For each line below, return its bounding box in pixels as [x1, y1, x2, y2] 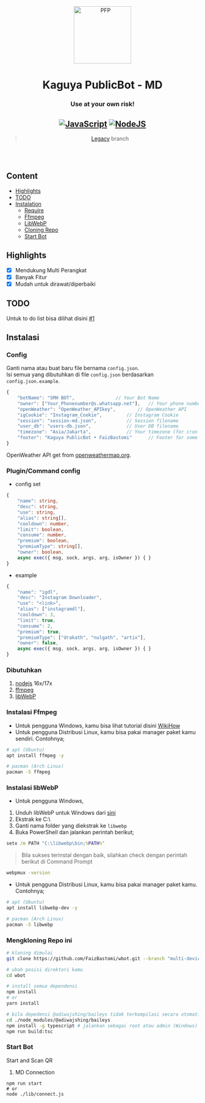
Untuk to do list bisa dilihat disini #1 [6, 315, 95, 322]
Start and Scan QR [6, 1057, 53, 1064]
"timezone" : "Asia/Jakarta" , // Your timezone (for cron [17, 429, 198, 435]
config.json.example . [6, 377, 60, 385]
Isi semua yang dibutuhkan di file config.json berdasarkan [6, 371, 154, 378]
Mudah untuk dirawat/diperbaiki [15, 280, 96, 288]
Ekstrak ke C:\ [15, 815, 51, 823]
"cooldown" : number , [17, 520, 70, 527]
